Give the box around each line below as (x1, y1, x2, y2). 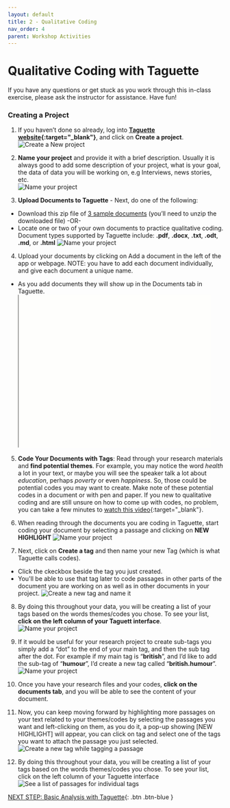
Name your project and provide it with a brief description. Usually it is (17, 154, 215, 162)
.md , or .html (17, 239, 55, 247)
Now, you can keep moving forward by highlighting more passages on (17, 708, 216, 717)
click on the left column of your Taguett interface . (17, 617, 162, 625)
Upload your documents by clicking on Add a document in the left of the (17, 252, 222, 260)
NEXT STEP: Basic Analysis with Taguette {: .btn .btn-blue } (8, 793, 174, 801)
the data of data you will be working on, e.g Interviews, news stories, (17, 168, 212, 176)
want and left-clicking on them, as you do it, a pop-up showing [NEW (17, 723, 213, 731)
